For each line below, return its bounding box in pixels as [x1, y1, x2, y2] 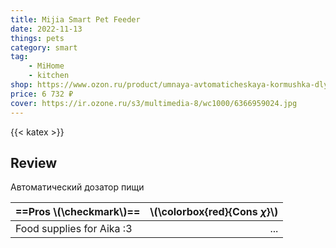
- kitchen [28, 71, 70, 81]
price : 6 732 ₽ [10, 89, 74, 99]
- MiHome [28, 61, 65, 71]
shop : [10, 80, 33, 90]
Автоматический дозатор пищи [10, 181, 145, 193]
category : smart [10, 42, 78, 53]
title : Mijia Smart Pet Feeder [10, 14, 141, 25]
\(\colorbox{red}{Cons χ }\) [149, 205, 279, 219]
